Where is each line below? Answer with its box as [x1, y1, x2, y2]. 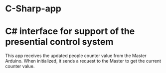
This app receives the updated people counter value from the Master [5, 53, 147, 59]
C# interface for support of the [5, 26, 135, 37]
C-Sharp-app [5, 3, 61, 14]
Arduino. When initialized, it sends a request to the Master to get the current [5, 58, 161, 64]
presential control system [5, 36, 114, 48]
